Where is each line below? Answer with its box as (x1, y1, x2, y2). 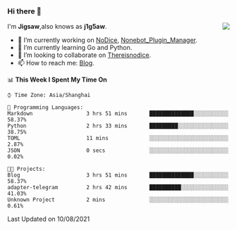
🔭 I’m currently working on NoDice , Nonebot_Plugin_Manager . (17, 36, 197, 44)
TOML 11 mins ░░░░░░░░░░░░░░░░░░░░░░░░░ (7, 135, 229, 142)
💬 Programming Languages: (7, 104, 83, 111)
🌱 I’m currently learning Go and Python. (17, 44, 133, 52)
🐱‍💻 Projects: (7, 165, 46, 173)
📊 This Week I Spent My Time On (7, 75, 107, 84)
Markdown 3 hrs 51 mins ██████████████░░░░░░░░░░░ (7, 110, 229, 117)
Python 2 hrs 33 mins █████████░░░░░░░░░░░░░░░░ (7, 122, 229, 129)
